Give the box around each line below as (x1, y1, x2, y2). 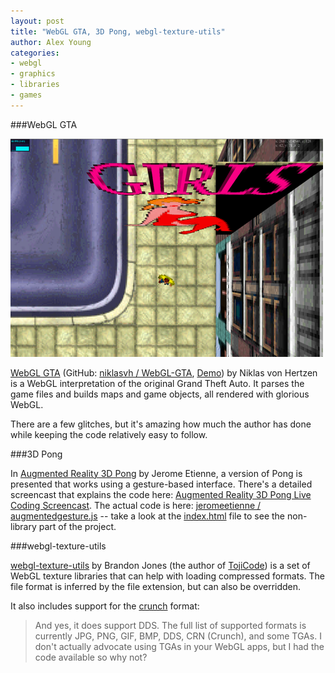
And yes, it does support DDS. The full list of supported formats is (34, 619, 307, 631)
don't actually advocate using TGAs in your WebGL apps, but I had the (34, 640, 325, 652)
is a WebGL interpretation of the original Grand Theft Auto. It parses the (10, 377, 305, 389)
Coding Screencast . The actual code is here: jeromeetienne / (10, 499, 262, 511)
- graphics (10, 69, 56, 79)
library (10, 520, 37, 532)
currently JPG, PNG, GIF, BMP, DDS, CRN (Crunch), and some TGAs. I (34, 630, 322, 642)
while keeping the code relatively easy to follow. (10, 428, 208, 440)
